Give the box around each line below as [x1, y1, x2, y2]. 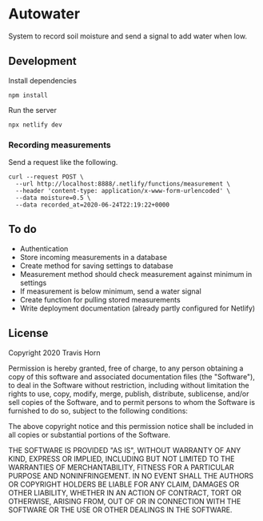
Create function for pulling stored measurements [19, 295, 181, 304]
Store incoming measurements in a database [19, 252, 168, 262]
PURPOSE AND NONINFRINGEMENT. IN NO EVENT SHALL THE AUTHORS [8, 471, 254, 480]
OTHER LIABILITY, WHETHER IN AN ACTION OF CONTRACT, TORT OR [8, 487, 241, 497]
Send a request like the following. [8, 158, 118, 167]
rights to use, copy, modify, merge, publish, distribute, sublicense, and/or [8, 389, 249, 399]
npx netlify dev [8, 121, 62, 129]
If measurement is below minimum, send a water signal [19, 286, 201, 296]
